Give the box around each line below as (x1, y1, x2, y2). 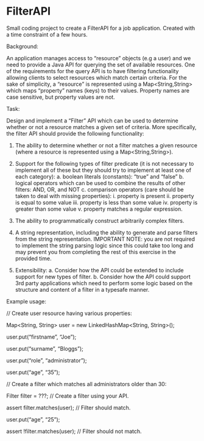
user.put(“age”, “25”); (6, 415, 60, 423)
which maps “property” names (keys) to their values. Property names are (6, 86, 190, 94)
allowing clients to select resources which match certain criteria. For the (6, 74, 187, 81)
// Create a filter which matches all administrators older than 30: (6, 380, 167, 387)
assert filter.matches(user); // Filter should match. (6, 404, 131, 411)
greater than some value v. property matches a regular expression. (15, 205, 183, 213)
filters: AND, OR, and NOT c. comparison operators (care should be (15, 186, 184, 193)
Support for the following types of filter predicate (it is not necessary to (15, 160, 194, 167)
